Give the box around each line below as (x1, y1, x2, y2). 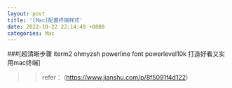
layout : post (7, 10, 46, 17)
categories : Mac (7, 29, 55, 37)
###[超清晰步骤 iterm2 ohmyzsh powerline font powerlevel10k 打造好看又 (7, 50, 219, 58)
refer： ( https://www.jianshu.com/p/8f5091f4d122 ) (41, 73, 189, 82)
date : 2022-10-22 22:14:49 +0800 (7, 23, 105, 30)
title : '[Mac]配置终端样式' (7, 17, 83, 24)
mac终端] (13, 59, 41, 67)
